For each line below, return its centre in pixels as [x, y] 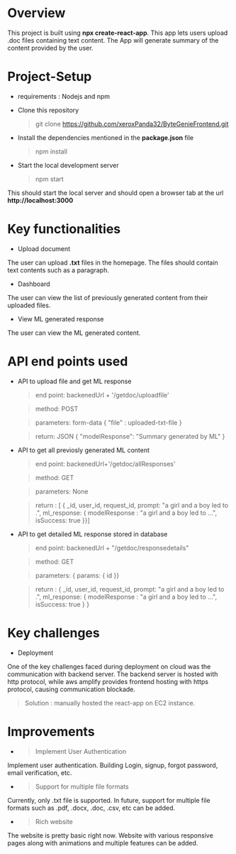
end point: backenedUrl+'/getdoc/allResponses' [105, 464]
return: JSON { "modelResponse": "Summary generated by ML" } [130, 436]
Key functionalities [64, 229]
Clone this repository [48, 110]
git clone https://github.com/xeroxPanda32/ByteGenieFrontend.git [132, 124]
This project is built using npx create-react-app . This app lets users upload [118, 33]
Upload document [44, 249]
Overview [36, 13]
